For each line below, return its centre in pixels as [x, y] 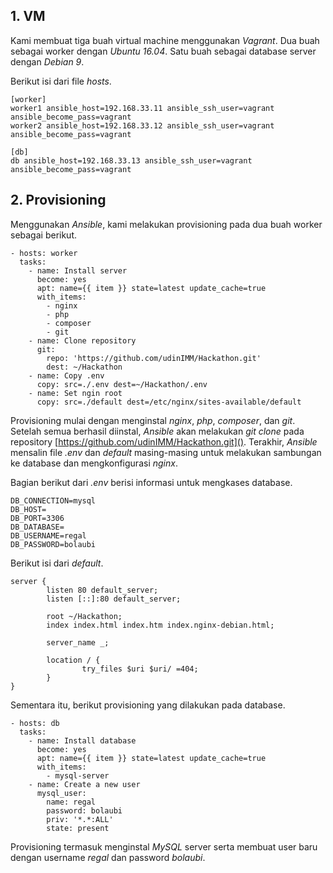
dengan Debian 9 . [47, 61]
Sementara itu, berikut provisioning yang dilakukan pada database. [148, 705]
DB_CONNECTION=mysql [53, 500]
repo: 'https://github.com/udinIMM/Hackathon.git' [154, 358]
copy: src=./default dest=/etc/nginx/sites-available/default [169, 402]
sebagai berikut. [44, 235]
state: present [78, 828]
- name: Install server [78, 270]
